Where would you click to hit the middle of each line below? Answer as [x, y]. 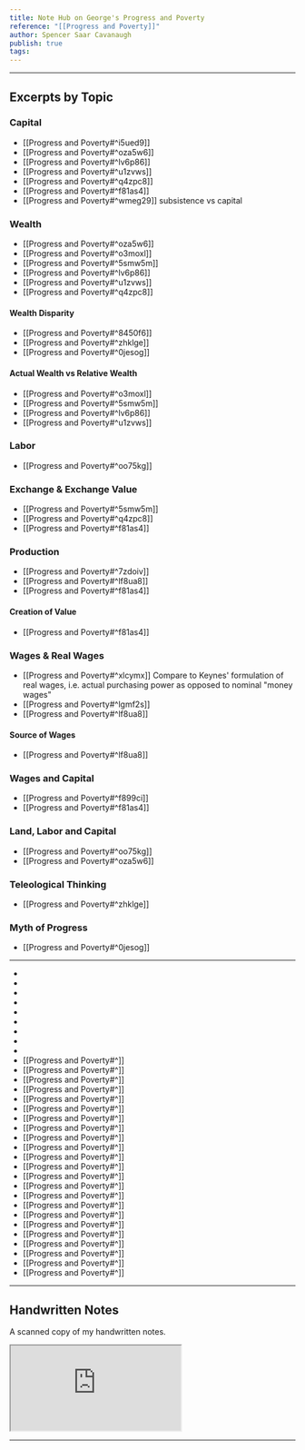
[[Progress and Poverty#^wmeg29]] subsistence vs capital [133, 200]
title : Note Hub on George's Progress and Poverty [107, 18]
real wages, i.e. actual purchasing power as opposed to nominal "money [157, 685]
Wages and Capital [52, 779]
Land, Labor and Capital [63, 831]
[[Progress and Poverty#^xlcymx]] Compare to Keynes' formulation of [153, 675]
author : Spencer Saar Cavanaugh [70, 35]
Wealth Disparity [42, 313]
